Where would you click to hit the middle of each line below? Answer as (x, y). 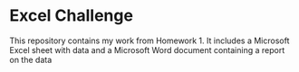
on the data (31, 59)
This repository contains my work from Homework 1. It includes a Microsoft (149, 40)
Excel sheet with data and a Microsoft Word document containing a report (147, 49)
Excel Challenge (72, 16)
